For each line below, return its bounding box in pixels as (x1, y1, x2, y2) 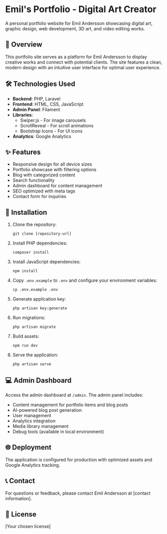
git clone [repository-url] (12, 231, 72, 236)
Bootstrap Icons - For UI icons (20, 128, 83, 134)
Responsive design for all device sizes (12, 161, 92, 167)
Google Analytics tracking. (5, 462, 61, 468)
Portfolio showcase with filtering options (12, 167, 97, 173)
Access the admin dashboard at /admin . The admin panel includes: (5, 392, 144, 398)
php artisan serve (12, 362, 51, 367)
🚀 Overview (5, 40, 42, 49)
